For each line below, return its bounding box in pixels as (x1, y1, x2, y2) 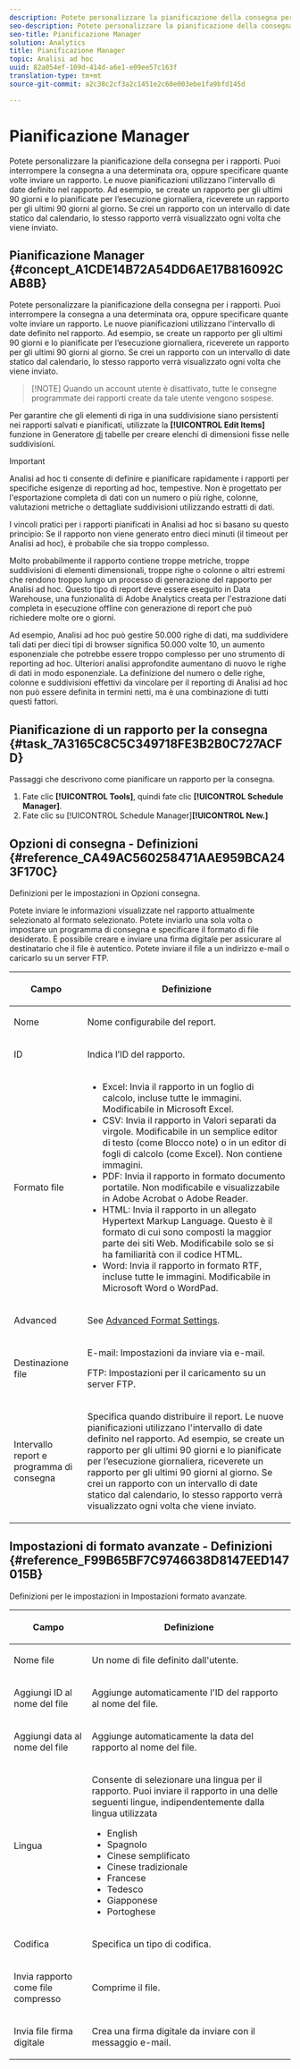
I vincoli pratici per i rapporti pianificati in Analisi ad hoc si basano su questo (9, 519, 289, 530)
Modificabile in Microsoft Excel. (102, 1103, 234, 1115)
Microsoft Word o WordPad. (102, 1282, 219, 1294)
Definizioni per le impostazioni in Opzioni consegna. (9, 888, 201, 899)
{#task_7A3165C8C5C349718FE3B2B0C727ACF (9, 736, 283, 751)
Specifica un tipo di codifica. (91, 1938, 212, 1950)
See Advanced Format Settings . (87, 1314, 221, 1326)
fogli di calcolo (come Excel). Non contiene (102, 1148, 283, 1160)
